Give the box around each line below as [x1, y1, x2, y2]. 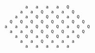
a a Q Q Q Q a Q [9, 29, 85, 34]
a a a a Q [25, 4, 70, 9]
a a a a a [25, 44, 70, 49]
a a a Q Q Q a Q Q [4, 24, 90, 29]
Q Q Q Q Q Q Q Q [9, 19, 85, 24]
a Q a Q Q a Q [15, 34, 80, 39]
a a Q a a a [20, 39, 74, 44]
